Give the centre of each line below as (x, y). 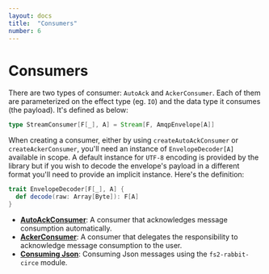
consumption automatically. (66, 228)
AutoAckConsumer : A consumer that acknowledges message (124, 219)
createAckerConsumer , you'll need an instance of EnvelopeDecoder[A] (121, 149)
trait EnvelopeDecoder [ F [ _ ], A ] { (67, 189)
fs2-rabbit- (229, 255)
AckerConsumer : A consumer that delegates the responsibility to (129, 237)
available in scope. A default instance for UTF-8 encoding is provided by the (134, 157)
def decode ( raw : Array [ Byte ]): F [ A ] (77, 197)
